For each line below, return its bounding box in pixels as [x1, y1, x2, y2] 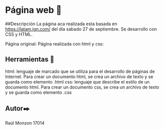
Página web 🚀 [5, 4, 62, 16]
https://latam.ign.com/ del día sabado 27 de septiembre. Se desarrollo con [5, 26, 157, 32]
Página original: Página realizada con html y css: [5, 41, 104, 46]
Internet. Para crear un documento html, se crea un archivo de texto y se [5, 74, 154, 80]
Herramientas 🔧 [5, 55, 55, 64]
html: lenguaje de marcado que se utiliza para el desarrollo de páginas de [5, 68, 155, 74]
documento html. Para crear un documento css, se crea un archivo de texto [5, 84, 160, 90]
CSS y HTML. [5, 31, 33, 37]
